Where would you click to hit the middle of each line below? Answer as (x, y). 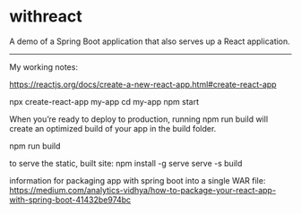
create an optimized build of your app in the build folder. (113, 128)
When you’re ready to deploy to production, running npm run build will (139, 119)
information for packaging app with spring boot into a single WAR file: (138, 180)
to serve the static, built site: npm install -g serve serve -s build (126, 163)
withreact (46, 17)
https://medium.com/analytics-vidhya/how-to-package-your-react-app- (142, 190)
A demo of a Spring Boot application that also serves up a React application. (150, 41)
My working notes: (44, 67)
